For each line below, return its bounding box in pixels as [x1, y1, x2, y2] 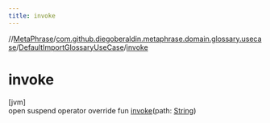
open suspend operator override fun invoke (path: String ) [8, 105, 197, 115]
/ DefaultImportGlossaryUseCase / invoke [15, 42, 149, 52]
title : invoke [8, 11, 56, 20]
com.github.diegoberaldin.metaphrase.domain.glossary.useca [56, 34, 262, 43]
